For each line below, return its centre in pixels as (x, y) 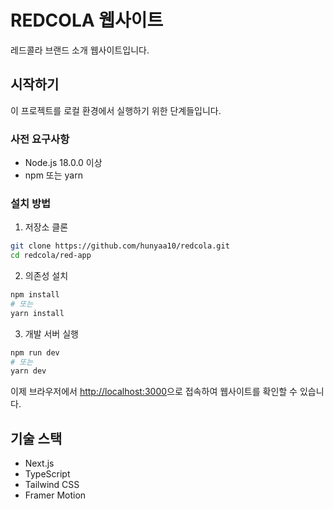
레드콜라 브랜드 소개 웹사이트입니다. (80, 50)
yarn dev (28, 371)
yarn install (37, 313)
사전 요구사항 (40, 139)
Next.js (39, 463)
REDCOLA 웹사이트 (87, 20)
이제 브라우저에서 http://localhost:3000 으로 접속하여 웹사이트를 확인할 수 (154, 392)
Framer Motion (55, 495)
